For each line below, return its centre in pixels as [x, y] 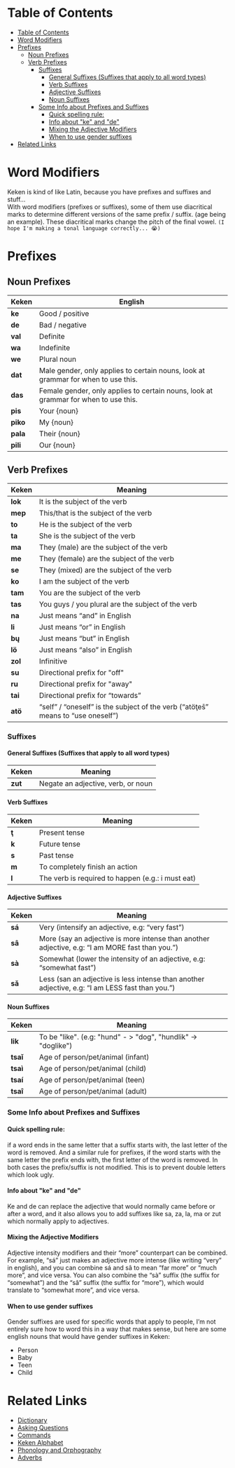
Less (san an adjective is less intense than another [122, 979]
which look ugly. [31, 1174]
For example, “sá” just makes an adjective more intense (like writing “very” [114, 1260]
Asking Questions [43, 1428]
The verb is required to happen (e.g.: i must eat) [117, 878]
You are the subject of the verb [90, 593]
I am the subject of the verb [84, 581]
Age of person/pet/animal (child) [93, 1069]
